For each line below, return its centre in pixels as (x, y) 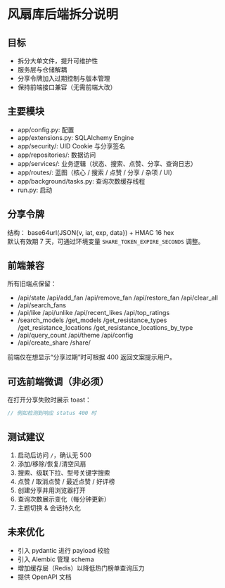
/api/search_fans (42, 305)
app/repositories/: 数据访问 (57, 155)
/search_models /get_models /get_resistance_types (92, 320)
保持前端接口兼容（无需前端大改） (67, 87)
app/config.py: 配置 (46, 129)
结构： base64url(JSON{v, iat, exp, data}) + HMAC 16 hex (91, 232)
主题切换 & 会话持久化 (49, 508)
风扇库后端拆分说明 (63, 14)
